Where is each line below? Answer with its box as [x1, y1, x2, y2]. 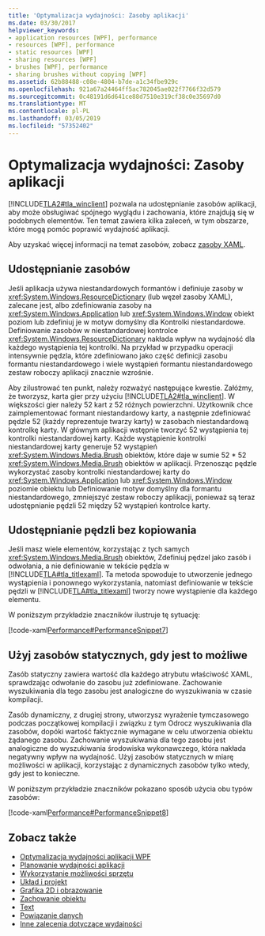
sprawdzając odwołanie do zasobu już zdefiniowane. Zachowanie [8, 678, 223, 688]
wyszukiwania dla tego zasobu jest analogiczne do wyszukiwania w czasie [8, 686, 252, 696]
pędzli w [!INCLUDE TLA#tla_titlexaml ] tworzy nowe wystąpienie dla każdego [8, 586, 258, 596]
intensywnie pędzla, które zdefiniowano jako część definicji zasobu [8, 351, 228, 360]
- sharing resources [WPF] [8, 56, 97, 64]
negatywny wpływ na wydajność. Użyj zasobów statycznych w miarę [8, 752, 234, 762]
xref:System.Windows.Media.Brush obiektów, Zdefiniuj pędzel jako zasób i [8, 553, 252, 563]
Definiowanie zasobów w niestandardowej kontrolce [8, 325, 179, 335]
